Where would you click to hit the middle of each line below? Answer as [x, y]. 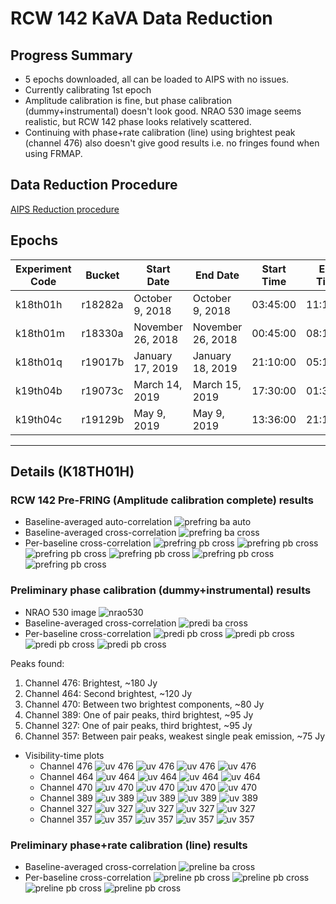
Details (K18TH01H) [72, 472]
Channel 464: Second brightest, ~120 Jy [108, 693]
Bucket [102, 275]
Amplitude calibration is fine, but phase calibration [128, 100]
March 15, [217, 384]
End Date [217, 275]
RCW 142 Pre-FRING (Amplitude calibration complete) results [162, 500]
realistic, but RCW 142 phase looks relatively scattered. [138, 121]
